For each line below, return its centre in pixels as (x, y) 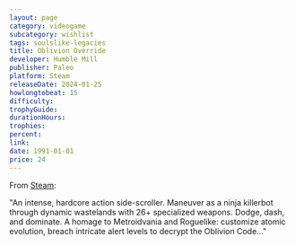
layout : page (34, 17)
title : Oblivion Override (57, 51)
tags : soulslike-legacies (57, 43)
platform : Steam (39, 76)
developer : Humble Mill (54, 59)
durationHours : (38, 118)
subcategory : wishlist (52, 34)
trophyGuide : (34, 109)
